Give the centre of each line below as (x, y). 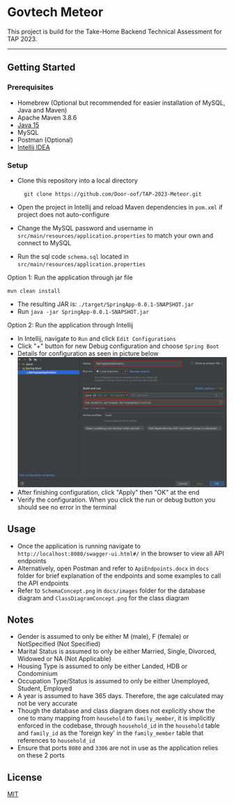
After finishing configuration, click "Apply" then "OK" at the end (108, 492)
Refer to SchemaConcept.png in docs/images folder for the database (111, 590)
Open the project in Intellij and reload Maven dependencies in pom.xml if (120, 207)
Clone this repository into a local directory (77, 180)
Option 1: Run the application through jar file (70, 277)
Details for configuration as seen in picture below (88, 353)
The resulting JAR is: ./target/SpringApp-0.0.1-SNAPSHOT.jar (106, 304)
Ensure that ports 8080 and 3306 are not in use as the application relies (118, 748)
